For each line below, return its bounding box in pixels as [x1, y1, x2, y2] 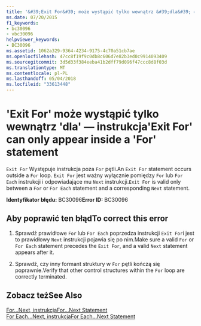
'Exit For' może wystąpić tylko [6, 107, 159, 121]
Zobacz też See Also [6, 291, 83, 301]
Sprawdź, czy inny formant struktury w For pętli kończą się [14, 260, 160, 267]
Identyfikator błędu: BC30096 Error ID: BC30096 [6, 196, 129, 203]
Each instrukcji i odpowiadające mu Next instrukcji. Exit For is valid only [6, 178, 181, 185]
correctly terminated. [14, 273, 67, 280]
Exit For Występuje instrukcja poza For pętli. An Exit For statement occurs [6, 165, 191, 172]
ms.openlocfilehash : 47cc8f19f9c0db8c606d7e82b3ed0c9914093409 [6, 53, 167, 59]
